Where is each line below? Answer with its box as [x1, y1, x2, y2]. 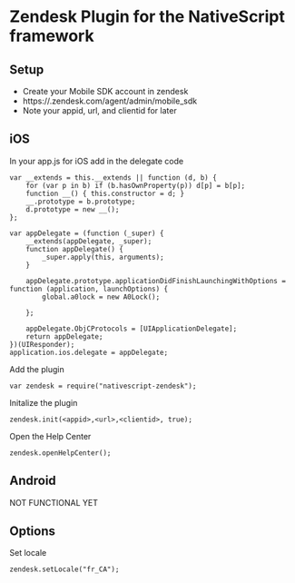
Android [9, 473, 56, 489]
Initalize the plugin [9, 397, 78, 408]
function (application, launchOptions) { [9, 284, 169, 293]
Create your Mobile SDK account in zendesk [22, 86, 189, 96]
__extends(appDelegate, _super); [25, 236, 152, 246]
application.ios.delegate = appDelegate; [9, 348, 169, 357]
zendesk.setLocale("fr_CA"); [9, 565, 120, 574]
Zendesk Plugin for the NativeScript [9, 6, 286, 27]
